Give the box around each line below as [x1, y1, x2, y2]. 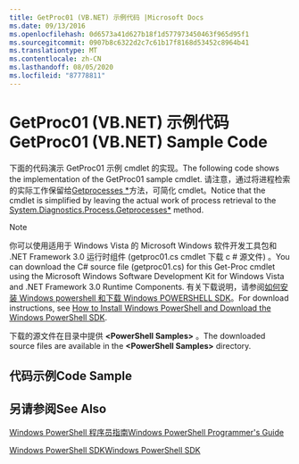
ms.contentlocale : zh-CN [9, 54, 102, 63]
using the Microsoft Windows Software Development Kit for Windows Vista [9, 270, 285, 281]
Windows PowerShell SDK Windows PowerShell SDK [9, 444, 201, 455]
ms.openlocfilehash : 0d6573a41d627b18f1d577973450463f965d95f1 [9, 29, 250, 38]
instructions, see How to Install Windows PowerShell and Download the [9, 302, 271, 313]
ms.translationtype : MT [9, 46, 98, 55]
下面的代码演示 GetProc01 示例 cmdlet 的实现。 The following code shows [9, 162, 279, 173]
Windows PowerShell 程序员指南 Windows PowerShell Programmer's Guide [9, 427, 284, 437]
